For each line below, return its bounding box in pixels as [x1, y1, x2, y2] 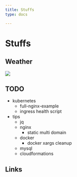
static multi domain [27, 130, 66, 136]
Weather [5, 58, 33, 66]
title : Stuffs [5, 7, 35, 12]
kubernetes [12, 98, 36, 104]
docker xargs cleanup [27, 140, 72, 146]
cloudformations [19, 151, 54, 157]
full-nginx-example [19, 103, 59, 109]
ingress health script [19, 108, 62, 114]
